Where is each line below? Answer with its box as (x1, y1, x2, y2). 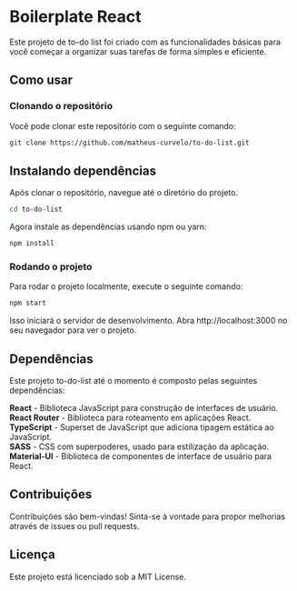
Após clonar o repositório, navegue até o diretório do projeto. (9, 187, 239, 198)
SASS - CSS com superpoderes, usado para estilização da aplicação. (9, 441, 270, 452)
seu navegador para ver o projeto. (9, 325, 137, 336)
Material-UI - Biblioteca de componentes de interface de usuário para (9, 451, 272, 462)
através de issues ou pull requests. (9, 520, 140, 531)
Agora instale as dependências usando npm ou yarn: (9, 221, 207, 233)
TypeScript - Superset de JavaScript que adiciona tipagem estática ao (9, 422, 274, 433)
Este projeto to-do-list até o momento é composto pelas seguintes (9, 376, 258, 386)
